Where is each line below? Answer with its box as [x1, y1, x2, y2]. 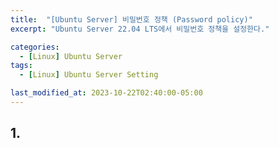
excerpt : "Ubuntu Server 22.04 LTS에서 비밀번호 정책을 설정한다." [10, 24, 270, 34]
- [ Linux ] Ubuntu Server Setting [19, 70, 159, 80]
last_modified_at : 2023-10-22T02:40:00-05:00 [10, 88, 203, 98]
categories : [10, 42, 60, 52]
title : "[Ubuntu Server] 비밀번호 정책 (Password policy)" [10, 14, 253, 25]
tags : [10, 61, 33, 71]
